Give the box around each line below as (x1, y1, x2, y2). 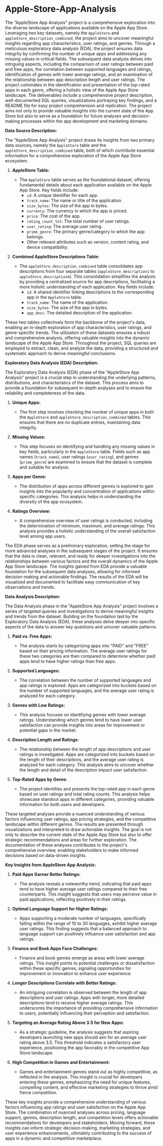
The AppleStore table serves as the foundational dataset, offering (19, 177, 150, 183)
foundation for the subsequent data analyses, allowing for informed (5, 568, 140, 574)
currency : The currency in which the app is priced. (26, 208, 128, 213)
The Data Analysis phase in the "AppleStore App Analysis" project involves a (5, 603, 158, 609)
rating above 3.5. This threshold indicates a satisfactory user (19, 1039, 141, 1045)
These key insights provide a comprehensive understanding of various (5, 1099, 146, 1104)
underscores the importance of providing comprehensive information (19, 1005, 158, 1011)
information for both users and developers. (19, 801, 106, 807)
